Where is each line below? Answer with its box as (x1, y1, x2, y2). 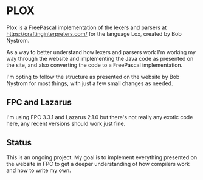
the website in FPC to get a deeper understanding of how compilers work (6, 160, 190, 167)
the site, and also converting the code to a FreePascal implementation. (6, 61, 183, 69)
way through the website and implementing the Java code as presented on (6, 55, 194, 62)
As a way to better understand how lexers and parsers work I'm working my (6, 48, 196, 55)
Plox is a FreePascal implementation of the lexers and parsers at (6, 24, 167, 31)
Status (6, 137, 32, 148)
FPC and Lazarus (6, 97, 72, 108)
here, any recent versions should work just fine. (6, 120, 126, 127)
